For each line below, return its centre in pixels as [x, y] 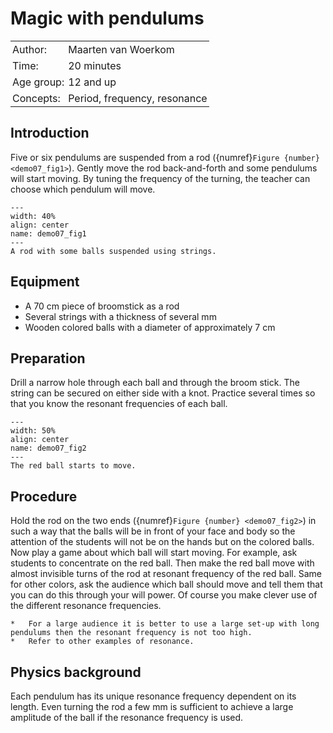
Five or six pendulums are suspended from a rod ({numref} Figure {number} [165, 157]
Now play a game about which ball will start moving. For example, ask [154, 553]
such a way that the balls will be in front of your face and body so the [153, 531]
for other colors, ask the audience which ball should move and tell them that [166, 584]
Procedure [44, 496]
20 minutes [95, 65]
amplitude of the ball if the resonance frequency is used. [127, 717]
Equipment [45, 282]
